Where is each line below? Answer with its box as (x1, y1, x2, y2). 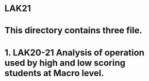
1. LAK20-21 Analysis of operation (4, 47, 145, 58)
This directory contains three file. (4, 25, 143, 36)
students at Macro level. (4, 67, 104, 79)
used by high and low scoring (4, 57, 126, 68)
